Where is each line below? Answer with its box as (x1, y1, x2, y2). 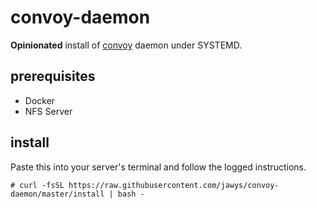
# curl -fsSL (10, 180, 65, 190)
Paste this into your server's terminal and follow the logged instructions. (10, 161, 307, 173)
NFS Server (24, 105, 73, 117)
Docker (24, 94, 56, 106)
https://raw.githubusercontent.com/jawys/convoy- (68, 180, 280, 190)
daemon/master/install (10, 189, 105, 199)
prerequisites (10, 68, 96, 85)
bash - (117, 189, 145, 199)
